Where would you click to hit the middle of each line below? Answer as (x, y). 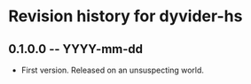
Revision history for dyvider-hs (125, 16)
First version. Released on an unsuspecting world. (113, 70)
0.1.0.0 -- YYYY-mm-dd (76, 49)
